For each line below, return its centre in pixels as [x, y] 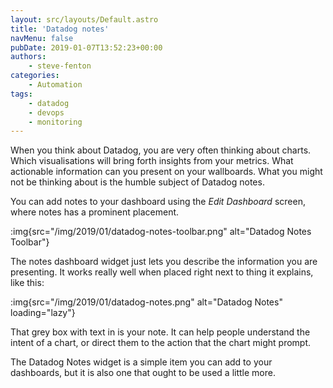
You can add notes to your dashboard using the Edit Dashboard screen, [158, 202]
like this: [27, 283]
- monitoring [55, 122]
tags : [21, 94]
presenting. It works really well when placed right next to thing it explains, [162, 272]
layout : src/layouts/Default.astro [84, 19]
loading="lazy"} [43, 313]
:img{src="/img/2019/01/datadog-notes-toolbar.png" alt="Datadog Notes [161, 232]
